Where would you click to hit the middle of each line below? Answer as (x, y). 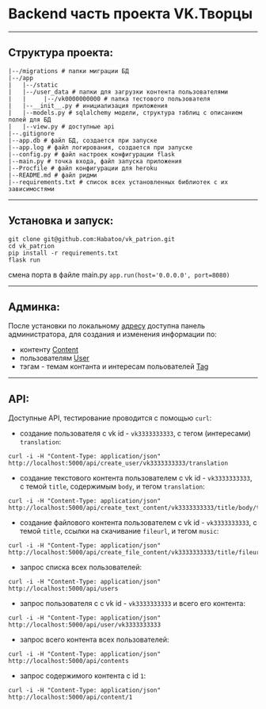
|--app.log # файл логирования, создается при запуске (101, 148)
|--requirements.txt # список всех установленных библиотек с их (118, 182)
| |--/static (33, 85)
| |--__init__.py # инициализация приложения (88, 105)
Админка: (34, 307)
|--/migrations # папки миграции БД (68, 71)
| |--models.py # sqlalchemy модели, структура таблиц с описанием (125, 113)
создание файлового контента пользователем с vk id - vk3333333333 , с (138, 523)
